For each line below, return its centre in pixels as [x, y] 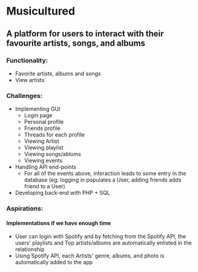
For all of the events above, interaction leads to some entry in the [105, 174]
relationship [30, 250]
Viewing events [43, 161]
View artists [30, 80]
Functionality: [27, 60]
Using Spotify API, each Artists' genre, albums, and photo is [90, 256]
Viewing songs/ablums [53, 154]
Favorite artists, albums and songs [58, 73]
